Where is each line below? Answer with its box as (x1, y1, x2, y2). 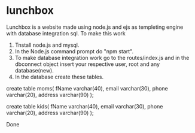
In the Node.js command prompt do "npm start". (14, 47, 133, 55)
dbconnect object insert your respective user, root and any (14, 61, 160, 68)
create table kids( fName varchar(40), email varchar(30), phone (6, 102, 163, 110)
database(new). (14, 66, 54, 74)
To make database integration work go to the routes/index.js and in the (14, 54, 190, 61)
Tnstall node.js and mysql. (14, 41, 80, 49)
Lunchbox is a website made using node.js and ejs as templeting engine (6, 23, 184, 31)
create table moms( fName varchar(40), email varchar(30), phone (6, 84, 169, 92)
